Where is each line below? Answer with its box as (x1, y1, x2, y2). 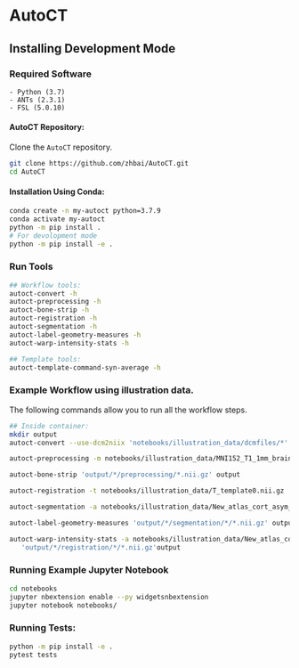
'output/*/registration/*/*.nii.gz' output (20, 542, 181, 552)
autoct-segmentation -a (9, 502, 98, 511)
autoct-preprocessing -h (9, 297, 101, 306)
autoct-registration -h (9, 314, 98, 323)
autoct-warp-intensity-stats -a (9, 534, 129, 543)
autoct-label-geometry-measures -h (9, 330, 141, 339)
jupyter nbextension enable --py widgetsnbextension (9, 592, 209, 601)
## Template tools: (9, 354, 82, 363)
